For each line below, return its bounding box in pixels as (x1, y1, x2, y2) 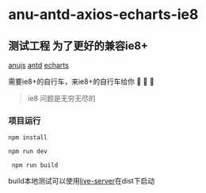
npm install (8, 134, 48, 142)
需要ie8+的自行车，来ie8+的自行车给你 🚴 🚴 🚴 (8, 77, 154, 86)
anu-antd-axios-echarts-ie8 (8, 6, 199, 24)
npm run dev (8, 148, 48, 156)
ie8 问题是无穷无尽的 (27, 93, 96, 103)
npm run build (11, 161, 59, 169)
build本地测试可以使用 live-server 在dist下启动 (8, 176, 155, 186)
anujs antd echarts (8, 61, 69, 70)
